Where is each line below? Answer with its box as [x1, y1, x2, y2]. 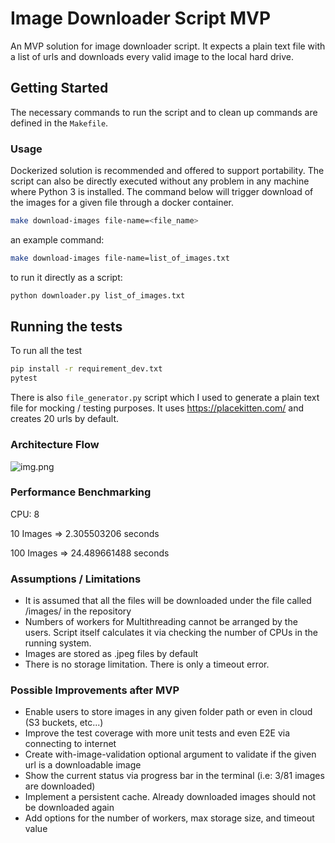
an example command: [10, 233, 105, 246]
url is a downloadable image [24, 759, 142, 771]
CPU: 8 [10, 508, 40, 520]
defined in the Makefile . [10, 117, 109, 129]
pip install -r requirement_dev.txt [10, 364, 163, 374]
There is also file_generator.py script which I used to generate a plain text [10, 392, 320, 404]
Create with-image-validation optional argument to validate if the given [24, 748, 317, 761]
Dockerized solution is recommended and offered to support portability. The [10, 165, 325, 177]
